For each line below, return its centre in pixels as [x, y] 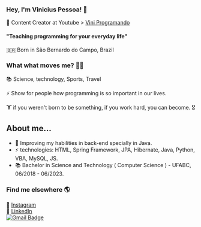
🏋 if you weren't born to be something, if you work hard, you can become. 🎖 [101, 107]
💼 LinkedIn [19, 211]
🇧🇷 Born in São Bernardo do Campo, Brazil [60, 50]
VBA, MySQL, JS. [36, 158]
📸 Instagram [21, 205]
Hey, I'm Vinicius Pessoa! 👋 [47, 10]
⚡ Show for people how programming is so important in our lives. [86, 93]
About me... [29, 128]
